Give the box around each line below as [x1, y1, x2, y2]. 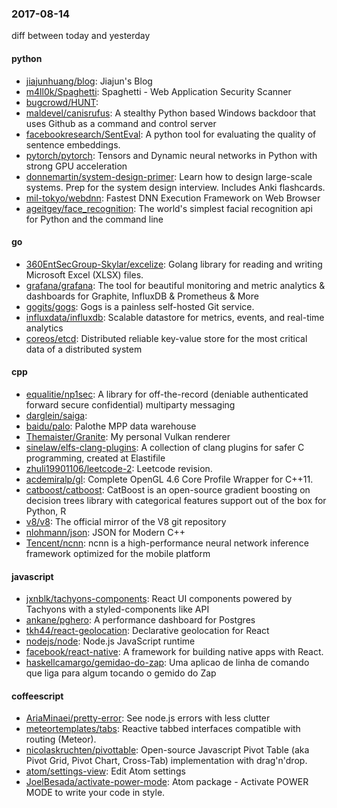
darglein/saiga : [25, 409, 88, 421]
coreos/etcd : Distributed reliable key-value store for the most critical [25, 332, 308, 344]
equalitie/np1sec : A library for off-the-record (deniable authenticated [25, 388, 309, 400]
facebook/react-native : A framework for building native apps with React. [25, 646, 324, 658]
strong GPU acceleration [25, 160, 128, 172]
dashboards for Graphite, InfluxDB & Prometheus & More [25, 290, 259, 302]
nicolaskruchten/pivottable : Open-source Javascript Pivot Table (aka [25, 744, 310, 756]
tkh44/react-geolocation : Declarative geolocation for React [25, 625, 270, 637]
